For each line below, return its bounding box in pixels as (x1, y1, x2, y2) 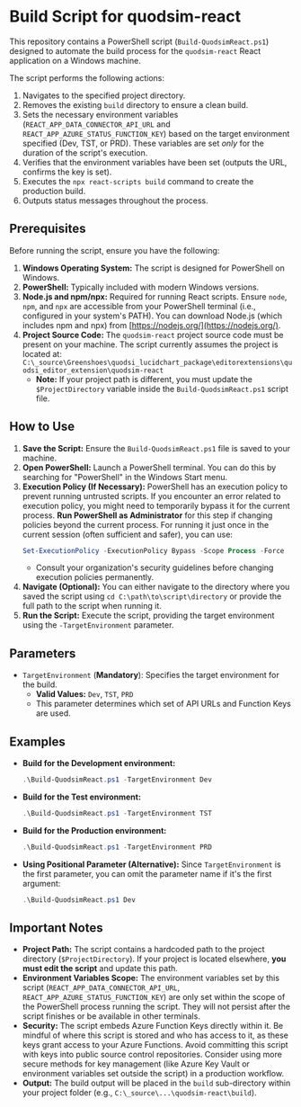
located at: (22, 348, 63, 359)
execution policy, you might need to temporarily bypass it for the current (22, 500, 290, 511)
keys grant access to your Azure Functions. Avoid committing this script (22, 1040, 289, 1050)
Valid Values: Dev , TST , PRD (35, 689, 134, 700)
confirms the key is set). (22, 166, 112, 177)
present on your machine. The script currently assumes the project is (22, 339, 279, 350)
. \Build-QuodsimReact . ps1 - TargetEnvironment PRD (22, 843, 213, 852)
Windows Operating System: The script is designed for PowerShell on (22, 263, 285, 273)
